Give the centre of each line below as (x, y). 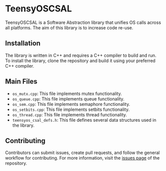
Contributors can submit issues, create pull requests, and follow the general (83, 153)
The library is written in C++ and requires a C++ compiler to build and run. (81, 55)
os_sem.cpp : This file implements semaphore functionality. (71, 104)
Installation (23, 43)
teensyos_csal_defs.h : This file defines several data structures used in (84, 120)
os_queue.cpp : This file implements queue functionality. (68, 99)
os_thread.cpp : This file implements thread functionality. (70, 114)
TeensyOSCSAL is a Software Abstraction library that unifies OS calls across (83, 22)
